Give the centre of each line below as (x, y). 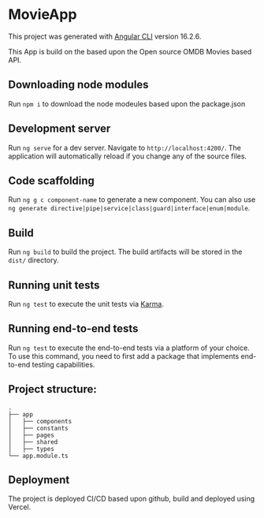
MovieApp (43, 15)
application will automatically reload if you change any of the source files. (127, 156)
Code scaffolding (51, 180)
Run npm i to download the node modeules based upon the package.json (127, 103)
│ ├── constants (38, 428)
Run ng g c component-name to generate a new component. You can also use (132, 199)
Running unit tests (54, 285)
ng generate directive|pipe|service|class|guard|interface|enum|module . (129, 208)
